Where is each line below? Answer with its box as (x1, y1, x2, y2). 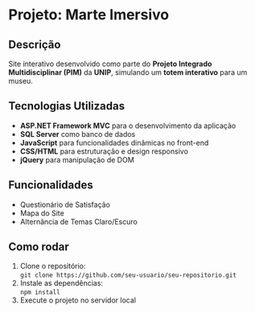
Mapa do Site (19, 208, 64, 218)
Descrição (8, 38, 61, 51)
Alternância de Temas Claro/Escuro (19, 216, 138, 226)
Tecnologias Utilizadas (8, 99, 125, 113)
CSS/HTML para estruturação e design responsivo (19, 146, 189, 156)
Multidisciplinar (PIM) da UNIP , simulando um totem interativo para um (8, 68, 248, 77)
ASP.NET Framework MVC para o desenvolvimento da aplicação (19, 121, 236, 130)
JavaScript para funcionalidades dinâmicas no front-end (19, 138, 209, 147)
